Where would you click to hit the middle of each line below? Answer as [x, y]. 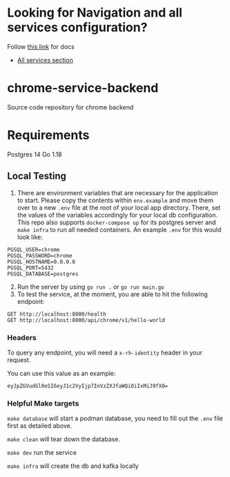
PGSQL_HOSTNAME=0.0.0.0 [41, 262]
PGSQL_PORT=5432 [30, 268]
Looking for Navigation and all [95, 13]
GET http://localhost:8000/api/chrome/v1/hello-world [86, 320]
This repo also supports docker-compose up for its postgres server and [116, 222]
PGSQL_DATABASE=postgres [43, 274]
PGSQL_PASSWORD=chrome [40, 255]
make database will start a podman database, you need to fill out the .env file [115, 418]
